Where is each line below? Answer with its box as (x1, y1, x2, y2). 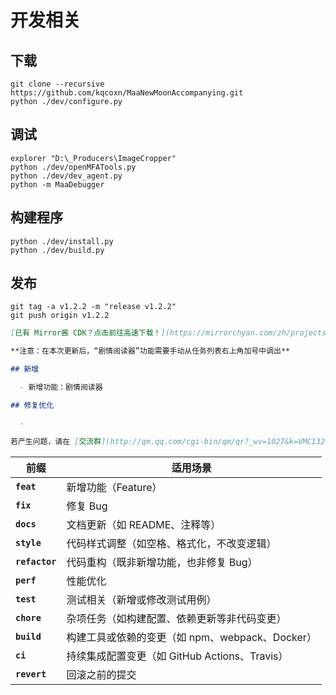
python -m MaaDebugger (10, 179, 105, 190)
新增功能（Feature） (66, 480, 163, 494)
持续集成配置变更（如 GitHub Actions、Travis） (66, 649, 289, 663)
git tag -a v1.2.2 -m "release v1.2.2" (10, 302, 177, 312)
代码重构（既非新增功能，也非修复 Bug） (66, 555, 258, 569)
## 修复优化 (10, 400, 55, 410)
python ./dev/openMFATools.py (10, 162, 137, 172)
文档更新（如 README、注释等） (66, 517, 222, 531)
